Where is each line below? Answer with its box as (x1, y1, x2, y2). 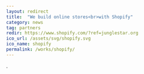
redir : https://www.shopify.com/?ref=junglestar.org (6, 30, 139, 36)
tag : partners (6, 24, 41, 31)
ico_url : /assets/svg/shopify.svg (6, 36, 91, 41)
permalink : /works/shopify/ (6, 47, 76, 52)
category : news (6, 19, 44, 25)
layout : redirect (6, 8, 49, 15)
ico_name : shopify (6, 41, 51, 47)
